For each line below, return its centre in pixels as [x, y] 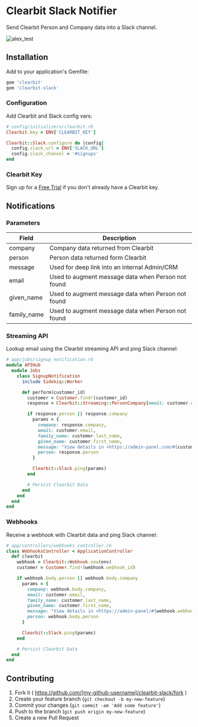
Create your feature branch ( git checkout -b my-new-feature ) [90, 699]
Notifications [31, 206]
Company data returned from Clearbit [101, 248]
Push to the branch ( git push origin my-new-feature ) [80, 712]
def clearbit [27, 557]
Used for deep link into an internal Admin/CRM [113, 267]
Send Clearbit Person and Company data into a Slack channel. [82, 27]
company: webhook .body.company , [67, 589]
